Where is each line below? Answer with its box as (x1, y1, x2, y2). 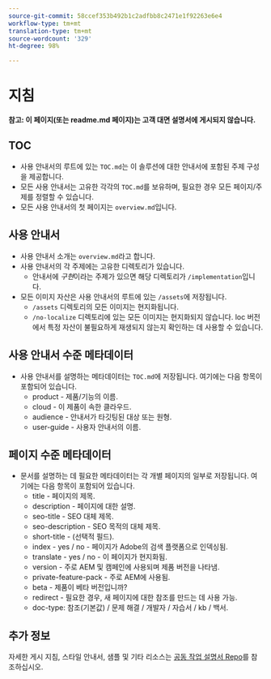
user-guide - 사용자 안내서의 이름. (32, 422, 142, 432)
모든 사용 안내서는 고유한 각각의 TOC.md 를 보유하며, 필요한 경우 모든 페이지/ (19, 182, 256, 191)
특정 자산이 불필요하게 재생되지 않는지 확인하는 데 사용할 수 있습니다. (47, 322, 264, 332)
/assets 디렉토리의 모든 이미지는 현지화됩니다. (32, 302, 180, 312)
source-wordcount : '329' (8, 34, 92, 43)
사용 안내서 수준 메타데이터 (8, 348, 133, 362)
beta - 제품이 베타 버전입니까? (32, 582, 128, 592)
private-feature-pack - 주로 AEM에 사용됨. (32, 573, 171, 582)
